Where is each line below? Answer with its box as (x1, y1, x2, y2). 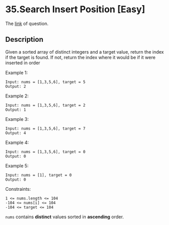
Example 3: (5, 116, 29, 122)
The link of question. (5, 20, 49, 27)
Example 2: (5, 93, 29, 99)
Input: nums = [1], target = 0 (5, 172, 72, 178)
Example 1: (5, 69, 28, 76)
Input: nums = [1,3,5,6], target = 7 (5, 126, 86, 131)
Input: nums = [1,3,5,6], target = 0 (5, 149, 86, 154)
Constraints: (5, 186, 31, 192)
